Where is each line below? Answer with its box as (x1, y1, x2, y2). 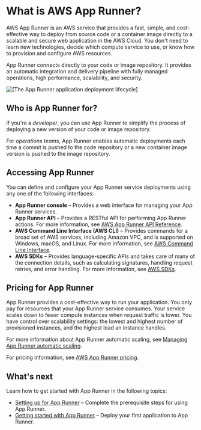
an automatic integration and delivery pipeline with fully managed (6, 67, 168, 75)
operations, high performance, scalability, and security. (6, 74, 143, 81)
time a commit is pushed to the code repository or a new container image (6, 143, 188, 151)
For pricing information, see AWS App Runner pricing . (6, 354, 139, 361)
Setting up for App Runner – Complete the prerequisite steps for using (14, 399, 188, 407)
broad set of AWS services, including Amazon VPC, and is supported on (14, 233, 193, 241)
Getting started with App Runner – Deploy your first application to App (14, 412, 188, 419)
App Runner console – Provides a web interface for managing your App (14, 201, 193, 209)
